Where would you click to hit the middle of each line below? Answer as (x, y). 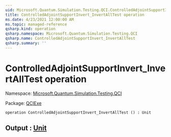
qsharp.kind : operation (31, 29)
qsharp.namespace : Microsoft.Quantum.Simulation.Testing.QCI (72, 34)
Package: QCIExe (23, 103)
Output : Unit (26, 128)
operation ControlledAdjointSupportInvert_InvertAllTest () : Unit (78, 113)
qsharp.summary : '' (26, 43)
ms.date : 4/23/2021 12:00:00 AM (39, 19)
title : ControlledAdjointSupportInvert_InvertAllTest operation (75, 15)
